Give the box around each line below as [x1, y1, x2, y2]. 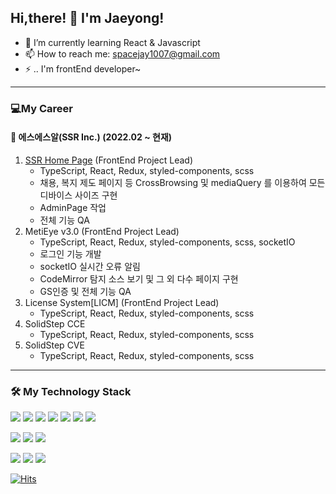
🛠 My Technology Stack [10, 384, 132, 398]
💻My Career [10, 101, 73, 115]
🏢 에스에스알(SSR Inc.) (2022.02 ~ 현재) [10, 131, 173, 143]
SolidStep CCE [24, 317, 86, 330]
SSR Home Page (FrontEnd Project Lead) [24, 154, 193, 166]
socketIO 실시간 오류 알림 [39, 260, 141, 272]
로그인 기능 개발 [39, 247, 102, 260]
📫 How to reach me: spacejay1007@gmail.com [24, 47, 221, 60]
